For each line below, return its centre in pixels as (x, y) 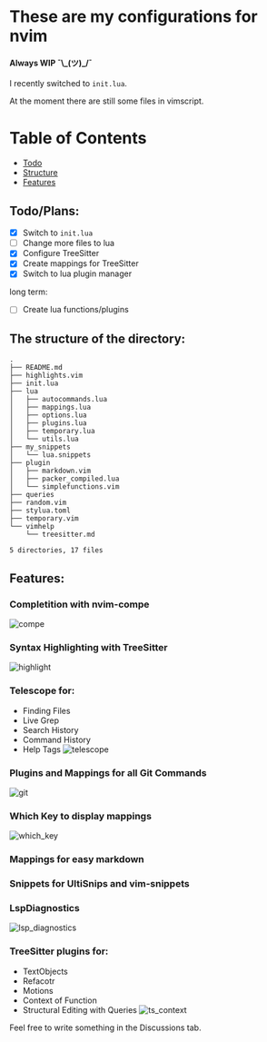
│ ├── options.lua (49, 415)
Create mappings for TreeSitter (80, 263)
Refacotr (39, 981)
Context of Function (59, 1000)
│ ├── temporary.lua (52, 432)
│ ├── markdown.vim (50, 471)
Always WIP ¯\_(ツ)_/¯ (51, 63)
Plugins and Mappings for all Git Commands (108, 772)
